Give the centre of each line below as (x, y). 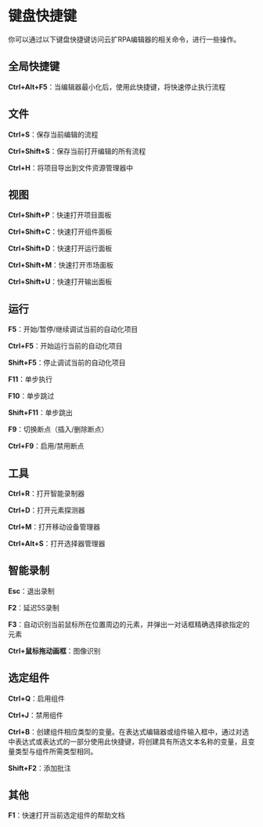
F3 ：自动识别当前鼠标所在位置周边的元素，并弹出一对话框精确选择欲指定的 (129, 624)
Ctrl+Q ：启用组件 (36, 698)
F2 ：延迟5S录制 (34, 607)
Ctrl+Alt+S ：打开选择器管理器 (57, 543)
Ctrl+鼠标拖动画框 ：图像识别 (54, 650)
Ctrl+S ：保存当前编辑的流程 (53, 134)
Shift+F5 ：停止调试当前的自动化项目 (67, 362)
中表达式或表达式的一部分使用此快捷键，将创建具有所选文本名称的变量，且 (128, 741)
